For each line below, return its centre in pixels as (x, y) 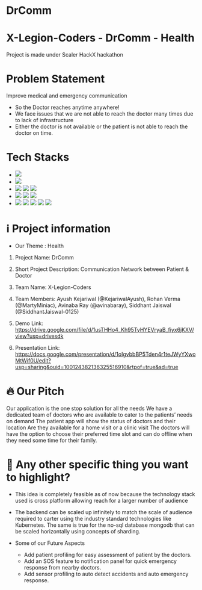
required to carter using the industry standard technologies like (93, 518)
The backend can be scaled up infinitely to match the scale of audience (103, 512)
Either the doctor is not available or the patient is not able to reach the (101, 126)
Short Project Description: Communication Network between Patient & (102, 269)
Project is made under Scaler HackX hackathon (65, 55)
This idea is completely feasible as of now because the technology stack (105, 494)
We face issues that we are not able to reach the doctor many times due (104, 114)
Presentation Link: (37, 347)
